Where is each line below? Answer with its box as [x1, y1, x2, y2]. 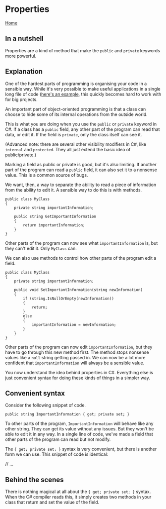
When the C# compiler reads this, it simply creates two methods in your [5, 494, 152, 500]
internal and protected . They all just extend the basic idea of [5, 146, 131, 152]
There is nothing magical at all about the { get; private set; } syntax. [5, 489, 151, 495]
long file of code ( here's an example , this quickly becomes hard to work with [5, 91, 162, 97]
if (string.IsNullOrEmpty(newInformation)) [23, 296, 114, 301]
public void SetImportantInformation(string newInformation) [14, 287, 143, 292]
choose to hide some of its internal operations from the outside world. [5, 111, 148, 117]
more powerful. [5, 53, 37, 59]
